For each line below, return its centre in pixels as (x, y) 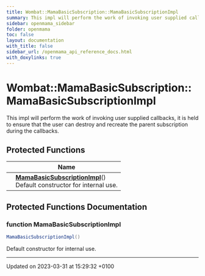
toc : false (20, 35)
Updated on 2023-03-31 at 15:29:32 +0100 (60, 266)
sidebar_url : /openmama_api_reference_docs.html (69, 52)
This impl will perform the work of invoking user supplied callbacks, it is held (103, 117)
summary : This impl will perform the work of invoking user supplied (97, 18)
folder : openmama (28, 29)
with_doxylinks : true (34, 58)
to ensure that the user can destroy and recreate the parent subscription (97, 124)
